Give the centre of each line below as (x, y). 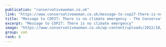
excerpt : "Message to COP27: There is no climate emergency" (69, 23)
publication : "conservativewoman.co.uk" (47, 10)
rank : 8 (13, 37)
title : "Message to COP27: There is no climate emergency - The (73, 19)
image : (12, 28)
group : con (16, 32)
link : (11, 14)
